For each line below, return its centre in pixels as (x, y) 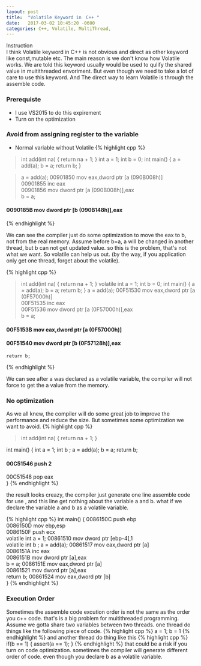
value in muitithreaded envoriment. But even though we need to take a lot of (100, 71)
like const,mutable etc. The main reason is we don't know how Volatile (93, 58)
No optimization (30, 401)
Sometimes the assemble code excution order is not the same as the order (98, 612)
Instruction (19, 46)
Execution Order (31, 599)
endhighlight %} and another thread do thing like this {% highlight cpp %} (97, 637)
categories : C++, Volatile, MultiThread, (59, 29)
